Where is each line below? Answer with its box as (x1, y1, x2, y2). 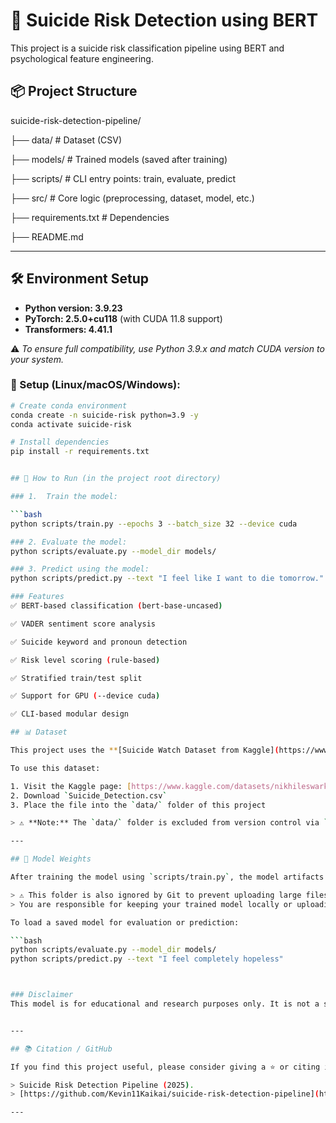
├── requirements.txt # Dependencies (10, 211, 170, 223)
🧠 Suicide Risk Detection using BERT (10, 9, 319, 32)
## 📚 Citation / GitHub (10, 1044, 113, 1054)
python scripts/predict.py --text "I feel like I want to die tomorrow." (10, 574, 325, 584)
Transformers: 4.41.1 (24, 323, 113, 335)
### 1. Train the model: (10, 492, 118, 502)
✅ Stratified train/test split (10, 673, 143, 683)
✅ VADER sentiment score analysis (10, 619, 156, 629)
